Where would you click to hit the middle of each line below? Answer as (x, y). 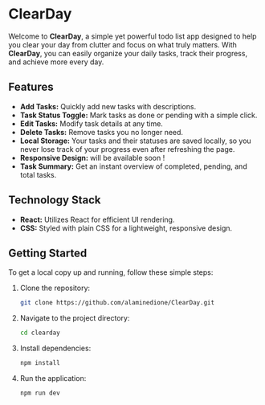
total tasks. (38, 174)
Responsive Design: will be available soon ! (92, 157)
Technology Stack (55, 200)
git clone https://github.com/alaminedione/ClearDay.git (117, 303)
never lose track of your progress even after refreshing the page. (127, 149)
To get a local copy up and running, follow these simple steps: (111, 272)
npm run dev (40, 393)
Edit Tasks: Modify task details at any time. (91, 123)
